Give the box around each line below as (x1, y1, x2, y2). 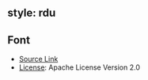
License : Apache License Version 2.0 (18, 63, 140, 72)
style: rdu (7, 6, 56, 20)
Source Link (18, 55, 59, 64)
